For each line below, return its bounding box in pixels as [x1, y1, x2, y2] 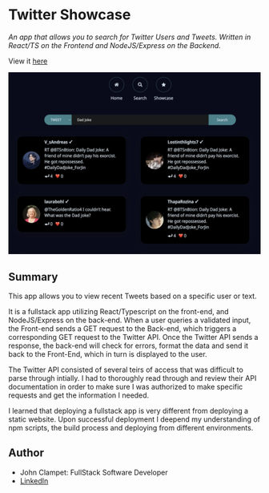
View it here [8, 56, 48, 66]
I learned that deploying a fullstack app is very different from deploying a [8, 406, 249, 415]
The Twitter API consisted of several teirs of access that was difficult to [8, 365, 244, 374]
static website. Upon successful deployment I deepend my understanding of [8, 414, 261, 424]
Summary [8, 270, 58, 284]
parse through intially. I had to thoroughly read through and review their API [8, 373, 257, 382]
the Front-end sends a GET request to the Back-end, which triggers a [8, 323, 237, 333]
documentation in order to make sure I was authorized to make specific [8, 382, 243, 391]
